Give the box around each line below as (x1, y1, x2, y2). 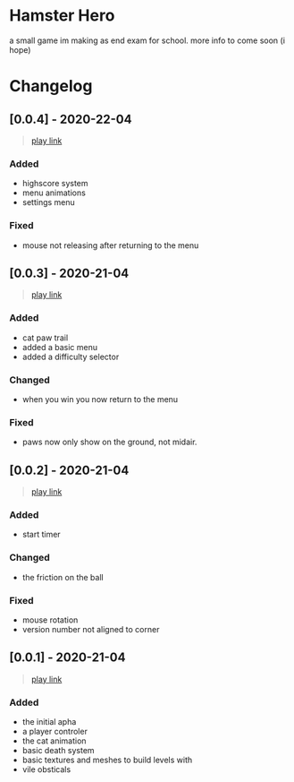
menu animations (21, 187, 87, 198)
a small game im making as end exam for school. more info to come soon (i (9, 35, 286, 46)
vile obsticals (21, 764, 71, 775)
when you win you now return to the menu (21, 393, 179, 404)
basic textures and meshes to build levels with (21, 754, 193, 766)
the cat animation (21, 735, 87, 746)
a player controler (21, 726, 88, 737)
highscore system (21, 178, 88, 189)
